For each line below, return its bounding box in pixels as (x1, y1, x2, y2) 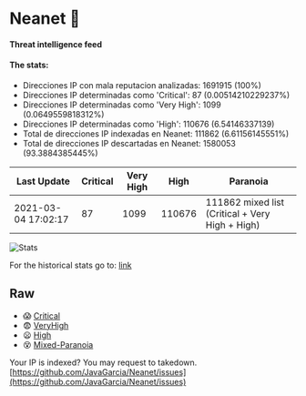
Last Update (16, 175, 71, 188)
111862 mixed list (205, 196, 285, 208)
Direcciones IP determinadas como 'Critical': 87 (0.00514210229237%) (22, 89, 291, 100)
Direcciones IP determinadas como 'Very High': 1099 (22, 99, 221, 110)
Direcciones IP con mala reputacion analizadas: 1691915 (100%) (22, 79, 261, 90)
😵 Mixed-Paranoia (22, 339, 94, 350)
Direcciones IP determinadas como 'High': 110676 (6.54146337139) (22, 118, 275, 129)
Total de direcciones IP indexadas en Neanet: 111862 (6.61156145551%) (22, 127, 290, 139)
